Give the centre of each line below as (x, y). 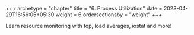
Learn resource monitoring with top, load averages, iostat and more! (89, 26)
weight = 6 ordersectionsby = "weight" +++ (109, 15)
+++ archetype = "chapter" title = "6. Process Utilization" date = (84, 8)
